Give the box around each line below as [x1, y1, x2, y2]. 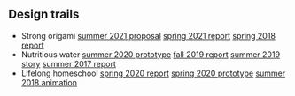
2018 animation [20, 77, 77, 87]
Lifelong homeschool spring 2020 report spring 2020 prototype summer [20, 68, 286, 78]
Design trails [8, 7, 80, 22]
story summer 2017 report [20, 58, 117, 69]
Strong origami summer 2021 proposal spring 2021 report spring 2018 [20, 30, 276, 41]
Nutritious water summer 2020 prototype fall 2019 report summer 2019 [20, 48, 281, 60]
